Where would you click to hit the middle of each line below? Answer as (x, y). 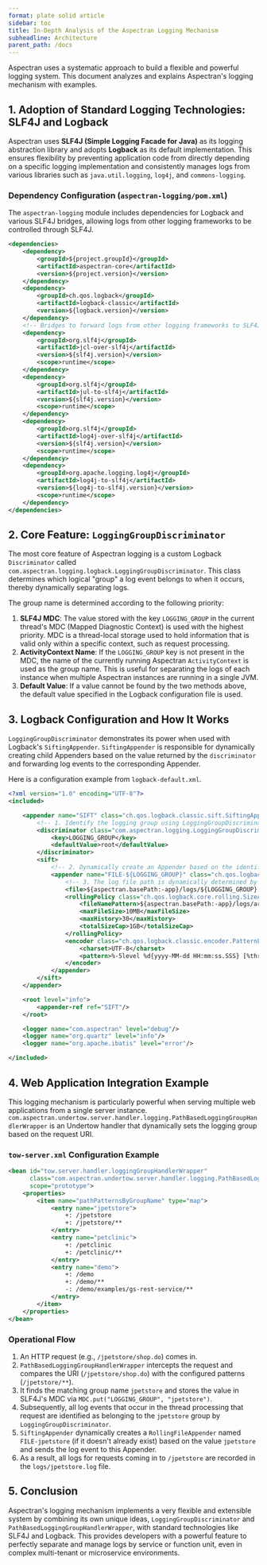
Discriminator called (43, 562)
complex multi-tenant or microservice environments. (94, 1552)
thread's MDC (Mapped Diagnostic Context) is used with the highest (132, 627)
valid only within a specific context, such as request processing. (125, 643)
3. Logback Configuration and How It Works (119, 719)
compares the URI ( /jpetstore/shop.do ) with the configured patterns (132, 1373)
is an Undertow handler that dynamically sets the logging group (153, 1126)
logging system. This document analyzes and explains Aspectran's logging (131, 76)
